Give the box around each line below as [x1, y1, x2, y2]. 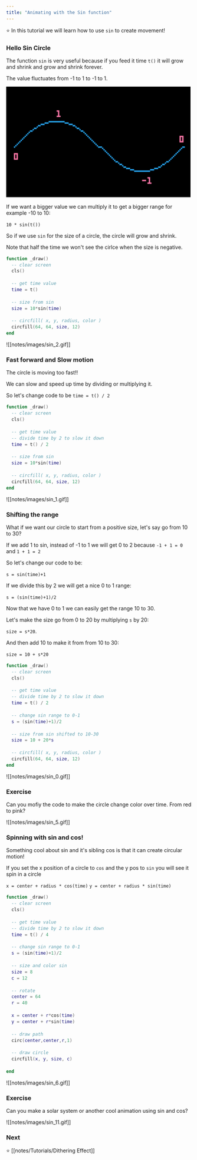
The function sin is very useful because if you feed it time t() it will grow [6, 57, 184, 64]
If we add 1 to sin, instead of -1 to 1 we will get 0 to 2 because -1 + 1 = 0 [6, 541, 183, 548]
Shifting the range [6, 510, 59, 518]
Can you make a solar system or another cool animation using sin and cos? [6, 1108, 188, 1115]
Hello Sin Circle [6, 44, 51, 52]
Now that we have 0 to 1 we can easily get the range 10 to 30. [6, 604, 155, 612]
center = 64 [11, 994, 41, 1000]
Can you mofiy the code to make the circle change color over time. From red [6, 801, 192, 808]
